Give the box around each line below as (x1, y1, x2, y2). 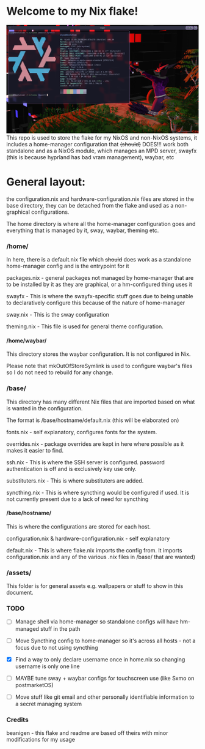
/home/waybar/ (6, 337, 47, 344)
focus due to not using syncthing (15, 644, 98, 651)
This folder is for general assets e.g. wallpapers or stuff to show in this (6, 582, 184, 590)
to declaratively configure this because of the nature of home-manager (6, 299, 185, 307)
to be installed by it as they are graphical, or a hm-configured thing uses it (6, 280, 192, 288)
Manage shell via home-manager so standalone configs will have (15, 618, 179, 625)
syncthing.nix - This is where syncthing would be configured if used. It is (6, 489, 190, 496)
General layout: (6, 175, 86, 189)
